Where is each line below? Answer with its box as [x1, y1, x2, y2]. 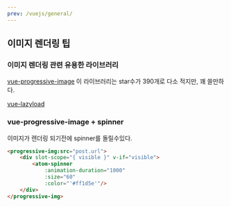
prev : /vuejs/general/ [7, 10, 73, 17]
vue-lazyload [7, 100, 45, 108]
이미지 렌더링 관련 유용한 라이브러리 [7, 60, 119, 69]
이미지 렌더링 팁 [7, 38, 71, 49]
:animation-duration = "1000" [44, 167, 126, 174]
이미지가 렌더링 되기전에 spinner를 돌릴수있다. [7, 133, 133, 142]
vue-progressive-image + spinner [7, 117, 124, 127]
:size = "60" [44, 174, 76, 181]
